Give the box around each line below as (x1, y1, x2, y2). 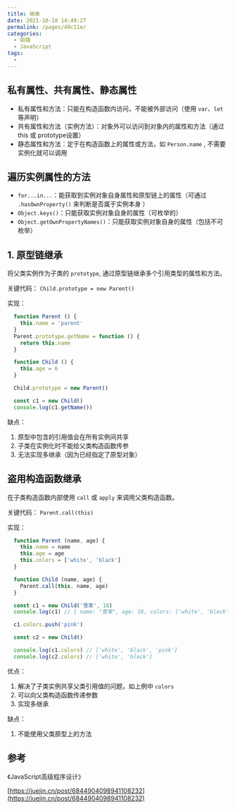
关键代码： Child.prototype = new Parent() (7, 284, 135, 293)
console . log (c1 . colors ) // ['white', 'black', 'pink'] (13, 647, 178, 654)
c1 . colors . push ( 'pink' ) (13, 621, 83, 628)
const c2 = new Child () (13, 634, 83, 641)
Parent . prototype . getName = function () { (13, 332, 140, 340)
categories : (7, 30, 42, 37)
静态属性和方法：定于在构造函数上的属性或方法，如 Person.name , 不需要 (17, 139, 227, 148)
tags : (7, 50, 23, 57)
